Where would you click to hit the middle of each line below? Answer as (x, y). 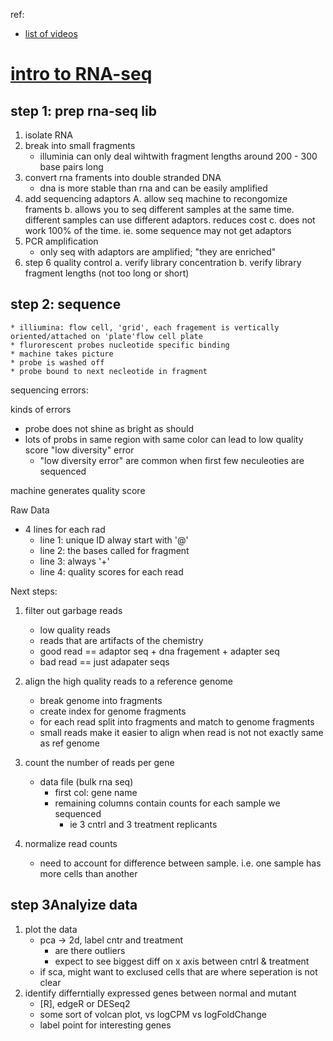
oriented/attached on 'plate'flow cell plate (106, 336)
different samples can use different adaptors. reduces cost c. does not (170, 220)
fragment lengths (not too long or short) (107, 273)
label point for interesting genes (105, 1025)
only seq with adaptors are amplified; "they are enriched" (158, 252)
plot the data (51, 929)
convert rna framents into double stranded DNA (123, 177)
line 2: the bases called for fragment (114, 550)
